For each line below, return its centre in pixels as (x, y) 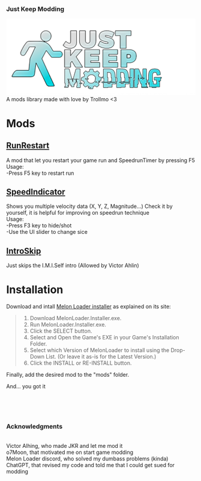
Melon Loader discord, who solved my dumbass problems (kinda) (87, 459)
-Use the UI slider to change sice (47, 232)
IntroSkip (24, 251)
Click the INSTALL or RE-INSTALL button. (81, 363)
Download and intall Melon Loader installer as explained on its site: (88, 307)
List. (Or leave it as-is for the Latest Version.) (101, 357)
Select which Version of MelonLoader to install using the (100, 350)
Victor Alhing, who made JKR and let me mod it (64, 446)
